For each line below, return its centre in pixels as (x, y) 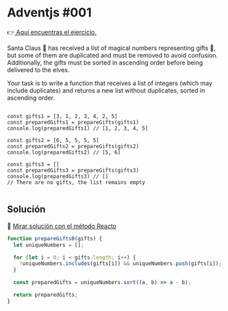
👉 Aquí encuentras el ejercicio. (52, 32)
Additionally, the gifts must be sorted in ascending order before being (105, 62)
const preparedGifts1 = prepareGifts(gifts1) (73, 122)
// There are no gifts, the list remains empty (76, 182)
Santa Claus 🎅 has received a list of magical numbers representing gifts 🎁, (112, 48)
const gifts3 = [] (33, 164)
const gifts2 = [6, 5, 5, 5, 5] (53, 140)
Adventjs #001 (49, 13)
